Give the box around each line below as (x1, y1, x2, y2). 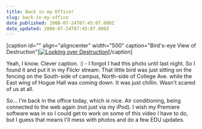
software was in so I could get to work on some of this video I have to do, (6, 110, 188, 117)
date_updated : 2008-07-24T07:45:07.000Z (6, 25, 110, 32)
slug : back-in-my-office (6, 14, 69, 20)
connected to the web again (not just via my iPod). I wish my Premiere (6, 103, 180, 111)
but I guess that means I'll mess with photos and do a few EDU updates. (6, 116, 185, 124)
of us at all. (6, 85, 34, 93)
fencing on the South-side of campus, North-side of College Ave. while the (6, 73, 192, 80)
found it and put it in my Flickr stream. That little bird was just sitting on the (6, 67, 192, 74)
